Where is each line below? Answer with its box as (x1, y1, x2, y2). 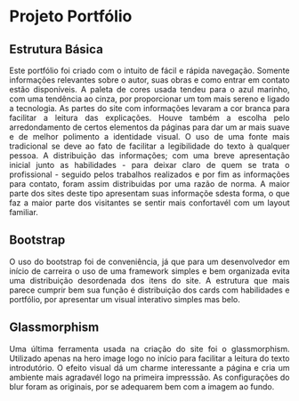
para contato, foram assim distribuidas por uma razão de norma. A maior (9, 179, 290, 188)
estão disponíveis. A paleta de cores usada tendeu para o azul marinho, (9, 84, 290, 94)
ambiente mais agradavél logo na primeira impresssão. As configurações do (9, 372, 290, 382)
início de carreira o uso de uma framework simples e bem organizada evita (9, 265, 290, 277)
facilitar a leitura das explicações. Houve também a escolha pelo (9, 113, 290, 123)
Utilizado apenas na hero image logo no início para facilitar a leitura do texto (9, 353, 290, 364)
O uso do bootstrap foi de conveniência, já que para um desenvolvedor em (9, 256, 290, 267)
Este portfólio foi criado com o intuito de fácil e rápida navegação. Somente (9, 65, 290, 76)
